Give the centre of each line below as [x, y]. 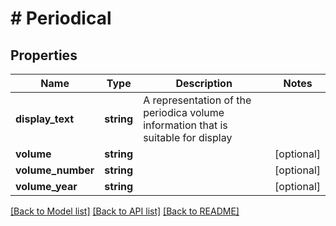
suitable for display [188, 137]
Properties [44, 55]
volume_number [55, 170]
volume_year [46, 186]
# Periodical [61, 18]
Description [204, 83]
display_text [45, 119]
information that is [185, 125]
